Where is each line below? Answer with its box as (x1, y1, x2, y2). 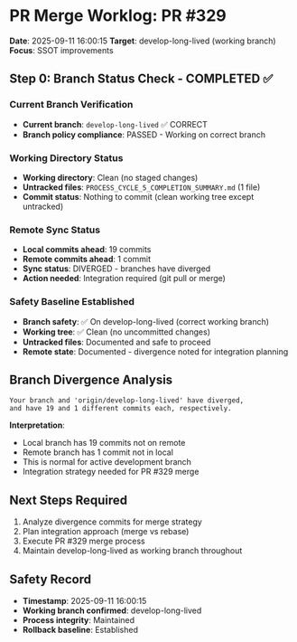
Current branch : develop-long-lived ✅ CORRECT (22, 118, 208, 129)
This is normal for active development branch (22, 457, 192, 467)
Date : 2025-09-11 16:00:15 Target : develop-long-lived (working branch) (9, 35, 277, 46)
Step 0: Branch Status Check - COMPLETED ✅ (9, 71, 274, 87)
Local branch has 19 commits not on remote (22, 438, 186, 448)
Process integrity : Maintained (22, 614, 135, 625)
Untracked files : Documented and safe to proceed (22, 336, 211, 347)
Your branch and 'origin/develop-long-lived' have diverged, (9, 396, 245, 405)
